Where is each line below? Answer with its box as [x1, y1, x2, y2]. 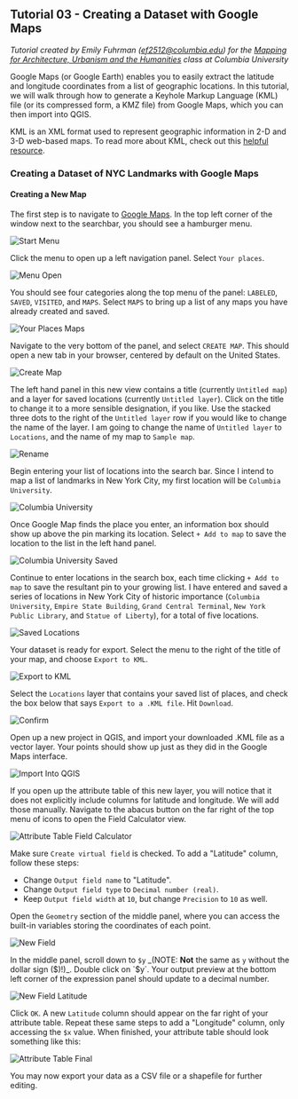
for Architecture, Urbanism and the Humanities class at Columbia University [10, 53, 289, 65]
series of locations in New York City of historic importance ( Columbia [10, 590, 261, 602]
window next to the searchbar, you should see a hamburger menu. [10, 217, 253, 229]
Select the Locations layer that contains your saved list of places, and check [10, 688, 289, 699]
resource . [10, 145, 45, 155]
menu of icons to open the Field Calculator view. [10, 813, 187, 824]
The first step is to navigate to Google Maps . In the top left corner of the [10, 209, 273, 219]
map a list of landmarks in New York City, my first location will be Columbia [10, 475, 281, 486]
